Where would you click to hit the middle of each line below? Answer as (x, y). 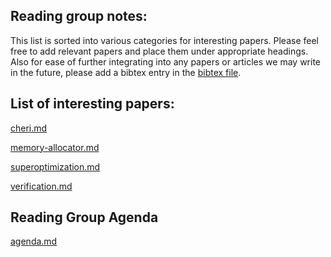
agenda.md (34, 241)
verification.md (41, 186)
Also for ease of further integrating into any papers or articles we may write (166, 61)
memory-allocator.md (55, 147)
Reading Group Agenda (84, 217)
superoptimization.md (55, 166)
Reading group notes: (79, 16)
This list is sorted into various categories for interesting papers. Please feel (164, 40)
